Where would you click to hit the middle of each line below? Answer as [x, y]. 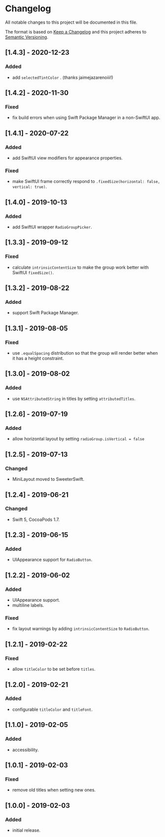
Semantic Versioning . [27, 37]
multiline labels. [28, 605]
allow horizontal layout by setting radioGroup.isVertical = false [78, 439]
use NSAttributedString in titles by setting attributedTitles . [74, 399]
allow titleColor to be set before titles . [54, 669]
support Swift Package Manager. [45, 313]
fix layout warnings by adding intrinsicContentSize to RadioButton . [81, 629]
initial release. [26, 830]
